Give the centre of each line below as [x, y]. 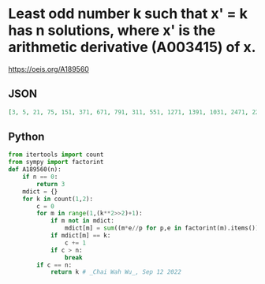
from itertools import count [56, 155]
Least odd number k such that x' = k [128, 14]
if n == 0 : [40, 177]
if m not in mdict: [82, 221]
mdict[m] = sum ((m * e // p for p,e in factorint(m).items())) [163, 228]
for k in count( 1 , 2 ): [58, 199]
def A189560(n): [35, 170]
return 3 [51, 184]
